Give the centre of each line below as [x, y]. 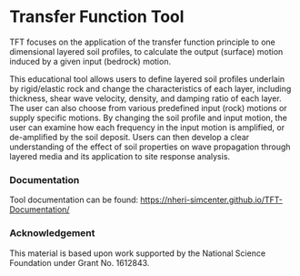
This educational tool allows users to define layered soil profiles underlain [147, 78]
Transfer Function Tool [97, 17]
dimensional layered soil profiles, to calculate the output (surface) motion [146, 51]
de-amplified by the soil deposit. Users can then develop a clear [130, 137]
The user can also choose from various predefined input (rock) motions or [149, 107]
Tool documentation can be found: [74, 200]
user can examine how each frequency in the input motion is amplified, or [147, 127]
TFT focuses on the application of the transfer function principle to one [142, 42]
